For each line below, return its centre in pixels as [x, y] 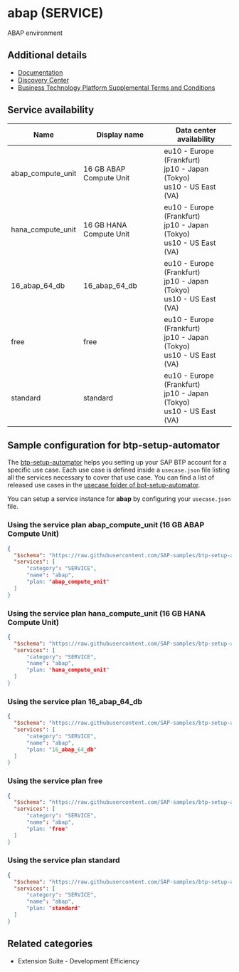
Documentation [40, 72]
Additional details [47, 55]
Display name [120, 135]
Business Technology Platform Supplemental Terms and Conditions [116, 88]
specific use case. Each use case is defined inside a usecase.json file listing [118, 470]
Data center [196, 130]
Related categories [50, 944]
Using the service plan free [55, 781]
